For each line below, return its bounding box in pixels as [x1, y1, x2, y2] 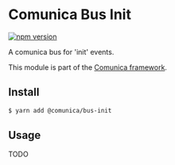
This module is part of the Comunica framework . [8, 62, 167, 72]
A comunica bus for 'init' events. [8, 47, 115, 56]
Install [8, 86, 40, 99]
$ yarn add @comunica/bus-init [8, 106, 112, 114]
